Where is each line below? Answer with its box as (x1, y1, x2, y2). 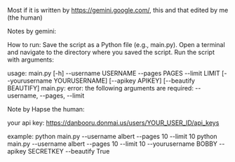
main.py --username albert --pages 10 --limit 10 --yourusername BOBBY (7, 140, 217, 148)
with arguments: (7, 55, 54, 64)
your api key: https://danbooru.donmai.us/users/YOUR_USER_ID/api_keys (7, 119, 220, 127)
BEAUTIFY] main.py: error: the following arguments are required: (7, 84, 194, 92)
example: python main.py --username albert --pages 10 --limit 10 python (7, 133, 217, 140)
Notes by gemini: (7, 27, 57, 35)
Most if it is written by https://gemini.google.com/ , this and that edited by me (7, 6, 229, 14)
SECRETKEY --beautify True (27, 147, 110, 155)
